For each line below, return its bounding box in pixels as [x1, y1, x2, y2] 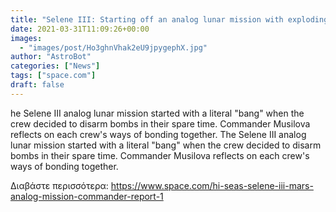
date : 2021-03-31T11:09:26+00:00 [10, 24, 150, 34]
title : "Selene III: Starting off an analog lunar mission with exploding [10, 14, 329, 25]
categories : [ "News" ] [10, 61, 101, 71]
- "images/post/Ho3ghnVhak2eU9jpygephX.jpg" [19, 42, 208, 53]
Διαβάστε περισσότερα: [10, 179, 109, 191]
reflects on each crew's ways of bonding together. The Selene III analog [10, 128, 307, 140]
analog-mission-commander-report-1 [10, 190, 164, 202]
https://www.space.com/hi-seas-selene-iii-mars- [110, 179, 314, 191]
